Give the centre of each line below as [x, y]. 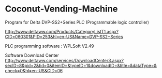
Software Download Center [32, 55]
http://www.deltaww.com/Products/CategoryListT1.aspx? [62, 31]
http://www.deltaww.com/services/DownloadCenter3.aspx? [65, 60]
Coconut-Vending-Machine [61, 9]
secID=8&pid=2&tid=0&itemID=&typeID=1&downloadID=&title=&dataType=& [81, 65]
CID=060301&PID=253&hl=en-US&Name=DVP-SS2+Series [64, 37]
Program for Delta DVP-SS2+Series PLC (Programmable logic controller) [77, 22]
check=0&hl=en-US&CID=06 [34, 70]
